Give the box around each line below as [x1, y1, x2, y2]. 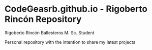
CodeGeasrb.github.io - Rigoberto [4, 3, 148, 15]
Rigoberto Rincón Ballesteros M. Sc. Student [4, 30, 94, 35]
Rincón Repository [4, 14, 82, 25]
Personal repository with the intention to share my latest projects [4, 39, 136, 45]
